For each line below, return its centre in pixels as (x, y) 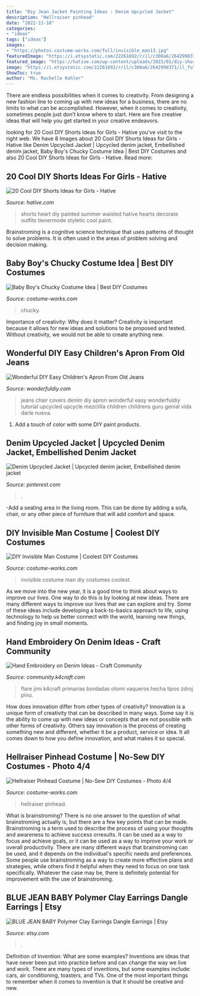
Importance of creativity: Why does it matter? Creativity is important (90, 322)
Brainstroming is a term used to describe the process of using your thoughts (100, 828)
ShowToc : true (24, 73)
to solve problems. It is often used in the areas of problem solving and (92, 238)
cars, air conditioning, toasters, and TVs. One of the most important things (97, 975)
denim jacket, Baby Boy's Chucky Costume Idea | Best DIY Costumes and (96, 151)
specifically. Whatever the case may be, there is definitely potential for (93, 872)
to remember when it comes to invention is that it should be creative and (95, 981)
